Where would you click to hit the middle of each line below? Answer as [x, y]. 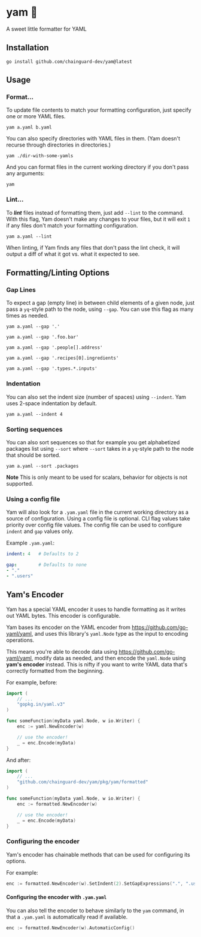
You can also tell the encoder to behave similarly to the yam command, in [95, 910]
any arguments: [25, 173]
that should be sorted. [33, 455]
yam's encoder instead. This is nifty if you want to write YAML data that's [97, 664]
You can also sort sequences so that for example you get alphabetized [93, 442]
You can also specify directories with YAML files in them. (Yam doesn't [93, 139]
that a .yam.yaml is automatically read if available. [67, 917]
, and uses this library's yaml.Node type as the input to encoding [110, 633]
